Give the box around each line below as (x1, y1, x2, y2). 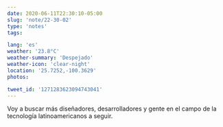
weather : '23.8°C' (7, 48, 60, 55)
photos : (7, 73, 30, 80)
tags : (7, 29, 23, 36)
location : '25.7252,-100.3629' (7, 67, 97, 74)
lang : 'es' (7, 42, 38, 49)
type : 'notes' (7, 23, 48, 30)
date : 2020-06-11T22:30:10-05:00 (7, 10, 103, 17)
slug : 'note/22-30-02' (7, 16, 72, 23)
